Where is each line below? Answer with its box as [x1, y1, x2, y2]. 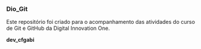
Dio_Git [6, 5, 28, 13]
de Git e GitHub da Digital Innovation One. [6, 24, 110, 32]
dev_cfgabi [6, 36, 34, 44]
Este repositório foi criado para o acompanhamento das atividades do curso [6, 19, 195, 26]
